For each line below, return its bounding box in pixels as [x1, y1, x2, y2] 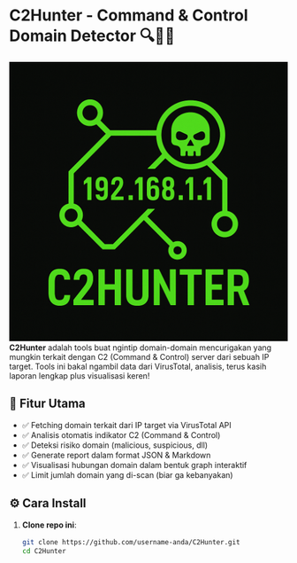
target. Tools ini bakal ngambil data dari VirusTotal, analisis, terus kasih [9, 361, 267, 371]
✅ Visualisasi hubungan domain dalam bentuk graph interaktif [21, 459, 247, 470]
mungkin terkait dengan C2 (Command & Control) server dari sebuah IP [9, 351, 270, 362]
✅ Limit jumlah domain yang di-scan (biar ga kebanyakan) [21, 469, 233, 480]
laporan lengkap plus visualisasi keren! [9, 370, 150, 381]
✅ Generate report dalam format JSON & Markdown [21, 450, 211, 460]
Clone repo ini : [21, 520, 77, 530]
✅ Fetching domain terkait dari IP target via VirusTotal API [21, 419, 232, 430]
